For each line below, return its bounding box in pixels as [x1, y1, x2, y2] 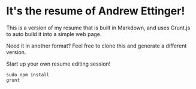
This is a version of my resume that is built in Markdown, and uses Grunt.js [6, 24, 191, 31]
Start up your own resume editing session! [6, 60, 111, 67]
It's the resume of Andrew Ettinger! [6, 4, 185, 18]
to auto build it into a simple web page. [6, 30, 102, 37]
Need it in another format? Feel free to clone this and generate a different [6, 42, 187, 49]
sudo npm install [6, 72, 50, 78]
